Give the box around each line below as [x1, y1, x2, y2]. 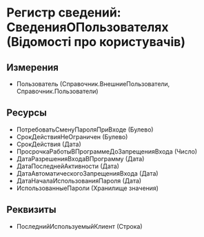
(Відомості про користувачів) [6, 34, 185, 50]
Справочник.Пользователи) [16, 87, 99, 95]
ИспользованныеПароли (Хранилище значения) [16, 184, 159, 192]
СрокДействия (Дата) [16, 140, 82, 148]
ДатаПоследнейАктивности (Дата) [16, 162, 120, 170]
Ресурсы [6, 107, 48, 118]
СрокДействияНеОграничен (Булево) [16, 132, 128, 141]
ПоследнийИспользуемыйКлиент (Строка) [16, 222, 143, 230]
